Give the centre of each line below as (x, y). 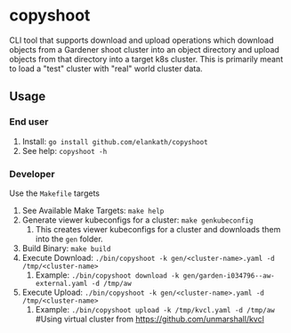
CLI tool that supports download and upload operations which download (141, 40)
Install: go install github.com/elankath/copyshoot (115, 141)
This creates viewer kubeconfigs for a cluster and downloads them (158, 229)
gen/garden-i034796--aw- (229, 276)
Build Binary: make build (66, 248)
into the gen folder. (69, 239)
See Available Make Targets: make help (93, 210)
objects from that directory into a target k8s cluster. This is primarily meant (146, 59)
